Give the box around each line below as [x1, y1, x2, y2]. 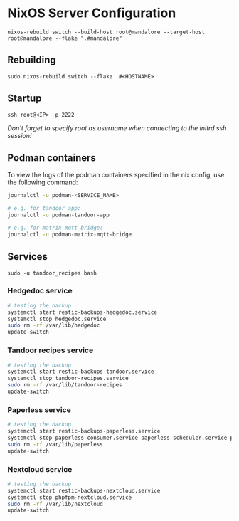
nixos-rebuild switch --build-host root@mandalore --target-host [7, 28, 205, 36]
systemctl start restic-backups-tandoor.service [7, 368, 154, 375]
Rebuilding [7, 54, 57, 66]
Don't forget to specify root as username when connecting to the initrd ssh [7, 123, 227, 132]
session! [7, 131, 32, 140]
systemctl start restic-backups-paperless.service [7, 428, 161, 435]
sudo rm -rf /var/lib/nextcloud [7, 500, 103, 507]
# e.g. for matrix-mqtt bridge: [7, 224, 103, 231]
